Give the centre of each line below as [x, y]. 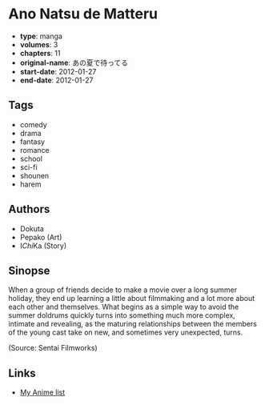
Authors [29, 209]
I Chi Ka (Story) [43, 246]
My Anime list [42, 392]
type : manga [41, 36]
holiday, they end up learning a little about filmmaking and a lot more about [131, 299]
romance [34, 150]
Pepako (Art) [41, 237]
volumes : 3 [39, 44]
